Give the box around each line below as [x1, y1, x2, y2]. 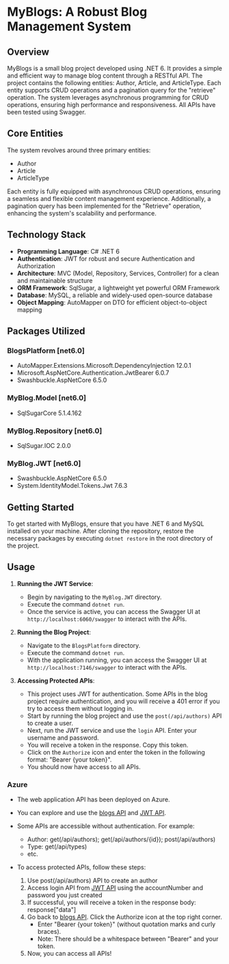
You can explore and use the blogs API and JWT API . [16, 809, 166, 817]
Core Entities [7, 128, 64, 139]
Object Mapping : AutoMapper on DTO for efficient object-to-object [16, 298, 207, 306]
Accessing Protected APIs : [16, 677, 95, 685]
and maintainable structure [16, 276, 93, 285]
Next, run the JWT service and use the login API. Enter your [27, 726, 197, 734]
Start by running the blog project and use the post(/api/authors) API [27, 712, 222, 720]
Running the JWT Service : [16, 579, 94, 587]
